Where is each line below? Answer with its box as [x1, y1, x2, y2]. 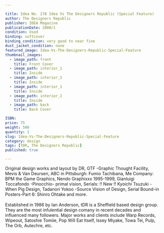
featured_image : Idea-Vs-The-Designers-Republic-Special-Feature [5, 47, 141, 53]
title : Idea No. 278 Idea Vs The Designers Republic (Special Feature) [5, 11, 154, 16]
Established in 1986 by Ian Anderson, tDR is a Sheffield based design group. [5, 202, 158, 208]
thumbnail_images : [5, 52, 43, 57]
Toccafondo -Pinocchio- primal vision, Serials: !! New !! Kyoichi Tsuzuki [5, 181, 149, 186]
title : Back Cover [14, 107, 51, 112]
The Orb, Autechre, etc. [5, 223, 53, 228]
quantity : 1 [5, 129, 29, 135]
